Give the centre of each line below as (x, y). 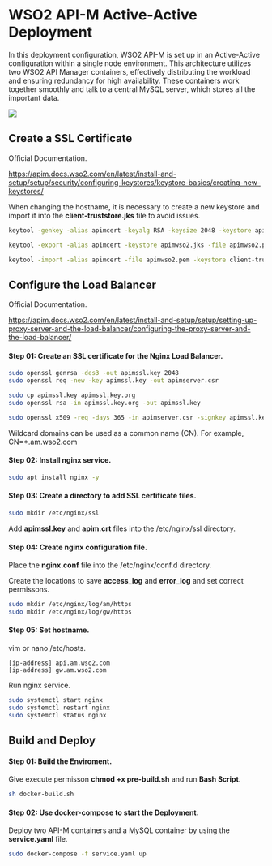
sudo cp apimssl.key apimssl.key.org (72, 395)
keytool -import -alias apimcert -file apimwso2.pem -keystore (117, 260)
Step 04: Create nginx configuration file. (78, 547)
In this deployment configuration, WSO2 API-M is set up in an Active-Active (134, 54)
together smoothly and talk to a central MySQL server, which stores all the (132, 89)
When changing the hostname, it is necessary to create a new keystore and (134, 207)
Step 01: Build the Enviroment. (60, 761)
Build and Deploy (52, 741)
